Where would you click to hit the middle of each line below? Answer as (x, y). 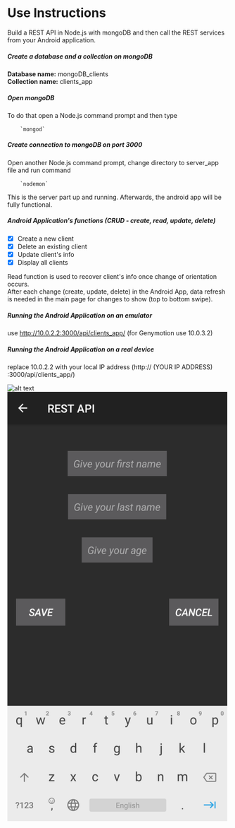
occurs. (18, 284)
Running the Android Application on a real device (81, 349)
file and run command (39, 170)
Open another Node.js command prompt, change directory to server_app (113, 162)
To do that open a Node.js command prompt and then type (93, 115)
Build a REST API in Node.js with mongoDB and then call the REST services (116, 32)
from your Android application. (52, 40)
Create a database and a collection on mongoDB (80, 56)
